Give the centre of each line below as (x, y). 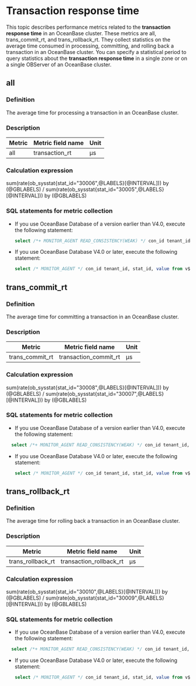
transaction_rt (52, 153)
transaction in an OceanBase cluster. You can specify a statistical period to (96, 52)
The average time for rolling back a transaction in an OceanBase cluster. (93, 521)
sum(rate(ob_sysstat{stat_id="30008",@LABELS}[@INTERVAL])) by (87, 387)
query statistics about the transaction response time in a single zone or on (97, 58)
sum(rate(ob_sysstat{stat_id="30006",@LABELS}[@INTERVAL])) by (87, 183)
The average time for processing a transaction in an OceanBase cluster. (92, 112)
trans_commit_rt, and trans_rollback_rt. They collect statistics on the (88, 39)
